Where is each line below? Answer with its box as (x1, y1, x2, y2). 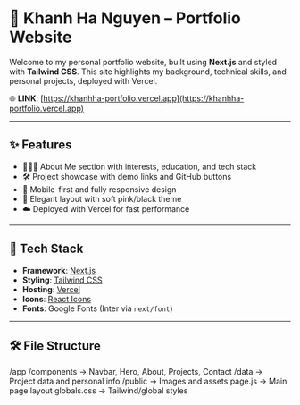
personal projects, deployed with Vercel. (9, 75, 158, 86)
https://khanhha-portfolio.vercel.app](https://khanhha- (43, 93, 245, 104)
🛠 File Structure (9, 338, 101, 353)
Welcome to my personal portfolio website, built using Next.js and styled (9, 56, 278, 67)
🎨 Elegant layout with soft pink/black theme (21, 193, 182, 204)
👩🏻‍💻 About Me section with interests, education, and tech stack (21, 161, 257, 172)
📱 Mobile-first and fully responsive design (21, 183, 177, 195)
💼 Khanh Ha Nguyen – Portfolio (9, 8, 241, 29)
